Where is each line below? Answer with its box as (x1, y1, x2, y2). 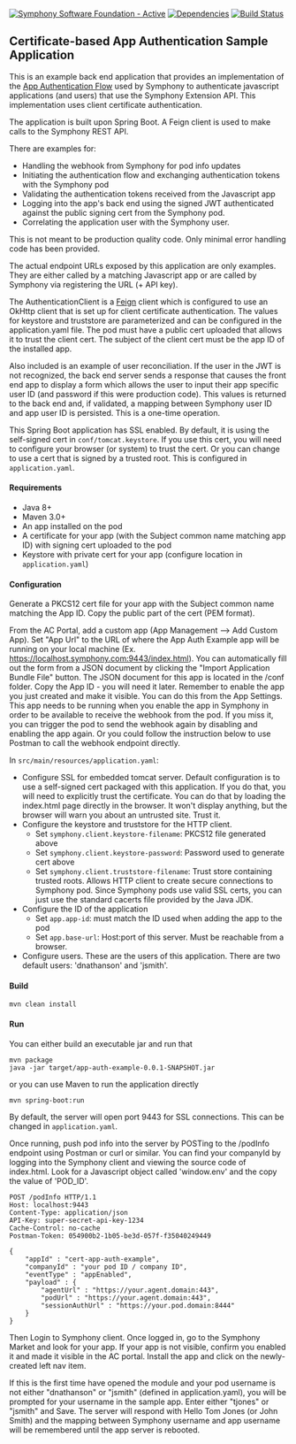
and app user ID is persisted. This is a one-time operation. (9, 407, 221, 418)
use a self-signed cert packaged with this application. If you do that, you (21, 781, 286, 792)
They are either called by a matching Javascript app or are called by (9, 270, 257, 280)
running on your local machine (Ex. (9, 644, 136, 655)
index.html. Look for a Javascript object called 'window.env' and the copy (9, 1166, 277, 1177)
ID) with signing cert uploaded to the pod (21, 540, 172, 550)
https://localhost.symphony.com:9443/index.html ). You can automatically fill (9, 653, 287, 664)
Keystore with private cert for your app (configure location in (21, 549, 243, 560)
